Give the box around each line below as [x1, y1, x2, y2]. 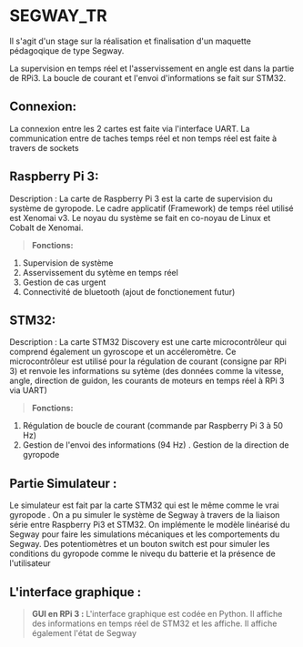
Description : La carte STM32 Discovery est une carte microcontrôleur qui [9, 337, 287, 348]
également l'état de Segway [31, 628, 137, 638]
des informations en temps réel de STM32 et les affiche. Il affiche [31, 618, 278, 629]
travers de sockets [9, 142, 79, 153]
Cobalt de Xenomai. [9, 222, 84, 233]
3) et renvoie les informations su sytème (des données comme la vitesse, [9, 366, 284, 377]
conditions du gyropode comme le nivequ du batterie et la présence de [9, 548, 276, 560]
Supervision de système [22, 257, 114, 268]
